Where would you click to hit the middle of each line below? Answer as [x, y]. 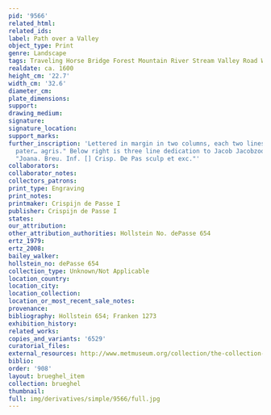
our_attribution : [38, 226]
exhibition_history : [43, 324]
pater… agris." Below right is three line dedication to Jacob [124, 151]
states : [21, 219]
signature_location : [43, 128]
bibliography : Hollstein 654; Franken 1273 [83, 316]
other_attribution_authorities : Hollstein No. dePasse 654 [110, 234]
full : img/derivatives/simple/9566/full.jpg [84, 399]
